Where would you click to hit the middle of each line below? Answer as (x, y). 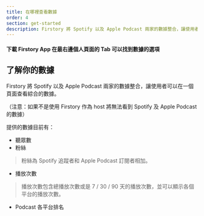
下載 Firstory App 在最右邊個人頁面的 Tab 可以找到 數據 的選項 (83, 49)
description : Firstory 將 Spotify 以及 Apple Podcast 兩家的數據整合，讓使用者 (103, 29)
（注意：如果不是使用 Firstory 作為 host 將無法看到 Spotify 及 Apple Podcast (102, 106)
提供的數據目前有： (30, 127)
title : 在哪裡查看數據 (32, 12)
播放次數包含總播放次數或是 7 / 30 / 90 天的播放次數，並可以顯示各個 (107, 186)
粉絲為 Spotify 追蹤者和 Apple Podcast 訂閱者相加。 (86, 160)
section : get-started (34, 23)
